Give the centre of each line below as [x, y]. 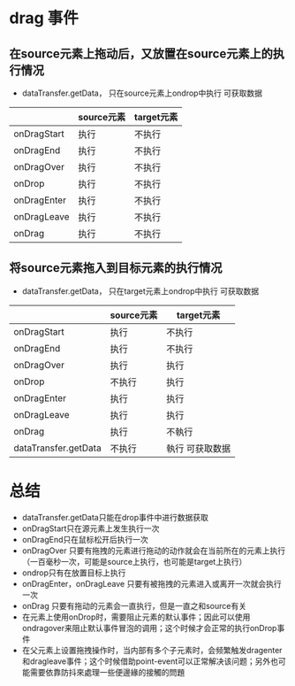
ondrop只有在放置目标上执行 [74, 573]
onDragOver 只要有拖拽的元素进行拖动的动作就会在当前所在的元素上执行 [153, 551]
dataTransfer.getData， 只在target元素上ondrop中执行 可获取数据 [140, 291]
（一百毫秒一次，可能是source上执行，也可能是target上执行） [134, 561]
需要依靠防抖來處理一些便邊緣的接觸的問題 [107, 672]
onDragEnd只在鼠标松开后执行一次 [85, 539]
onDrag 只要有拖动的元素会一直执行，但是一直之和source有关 [134, 605]
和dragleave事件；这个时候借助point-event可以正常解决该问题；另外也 [150, 661]
